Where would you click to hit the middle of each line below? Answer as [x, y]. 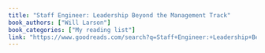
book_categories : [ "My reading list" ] [72, 30]
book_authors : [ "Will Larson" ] [60, 23]
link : [17, 37]
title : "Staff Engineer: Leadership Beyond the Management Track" [119, 15]
